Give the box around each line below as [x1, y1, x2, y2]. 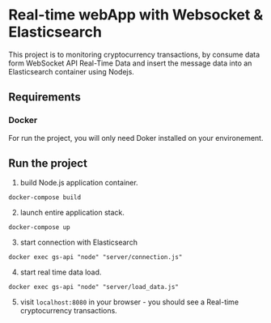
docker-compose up [8, 223, 70, 232]
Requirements [8, 91, 81, 104]
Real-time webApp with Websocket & [8, 6, 264, 24]
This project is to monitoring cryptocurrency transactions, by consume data [8, 49, 260, 59]
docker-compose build [8, 193, 82, 202]
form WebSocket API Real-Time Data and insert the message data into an [8, 58, 252, 68]
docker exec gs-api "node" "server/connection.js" [8, 253, 183, 261]
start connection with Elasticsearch [19, 237, 138, 248]
